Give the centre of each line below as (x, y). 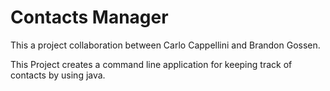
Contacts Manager (89, 17)
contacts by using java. (58, 75)
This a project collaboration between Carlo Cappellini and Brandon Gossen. (165, 45)
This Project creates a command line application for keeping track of (151, 64)
